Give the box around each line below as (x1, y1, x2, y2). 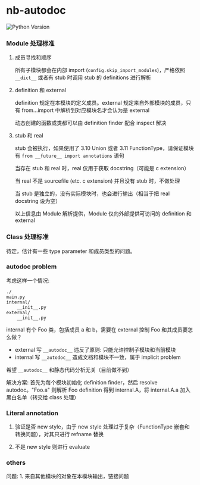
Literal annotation (6, 409, 58, 417)
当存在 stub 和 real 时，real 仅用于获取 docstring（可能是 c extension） (14, 165, 189, 172)
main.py (6, 294, 26, 300)
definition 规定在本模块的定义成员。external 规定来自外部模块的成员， (14, 99, 186, 107)
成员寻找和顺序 (14, 54, 52, 61)
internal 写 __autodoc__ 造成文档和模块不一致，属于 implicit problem (14, 353, 181, 361)
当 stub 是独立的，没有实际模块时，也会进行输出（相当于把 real (14, 190, 170, 197)
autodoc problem (6, 262, 57, 271)
